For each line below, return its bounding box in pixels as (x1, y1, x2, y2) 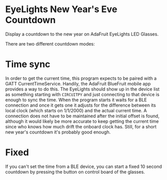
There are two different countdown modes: (5, 40, 95, 47)
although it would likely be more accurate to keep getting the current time (5, 118, 159, 124)
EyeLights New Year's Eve (5, 4, 118, 15)
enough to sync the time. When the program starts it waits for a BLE (5, 97, 147, 103)
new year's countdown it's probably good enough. (5, 129, 111, 135)
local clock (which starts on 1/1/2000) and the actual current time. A (5, 107, 147, 113)
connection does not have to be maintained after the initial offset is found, (5, 113, 160, 119)
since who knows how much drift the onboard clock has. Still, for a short (5, 123, 157, 129)
